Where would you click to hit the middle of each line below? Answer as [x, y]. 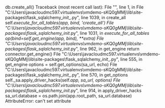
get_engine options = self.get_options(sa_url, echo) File [61, 64]
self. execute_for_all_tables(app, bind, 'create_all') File [60, 23]
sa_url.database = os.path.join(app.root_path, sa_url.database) [68, 96]
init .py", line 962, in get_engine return [101, 49]
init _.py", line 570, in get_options [95, 75]
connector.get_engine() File [33, 54]
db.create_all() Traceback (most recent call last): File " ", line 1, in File [74, 7]
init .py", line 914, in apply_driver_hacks [102, 91]
